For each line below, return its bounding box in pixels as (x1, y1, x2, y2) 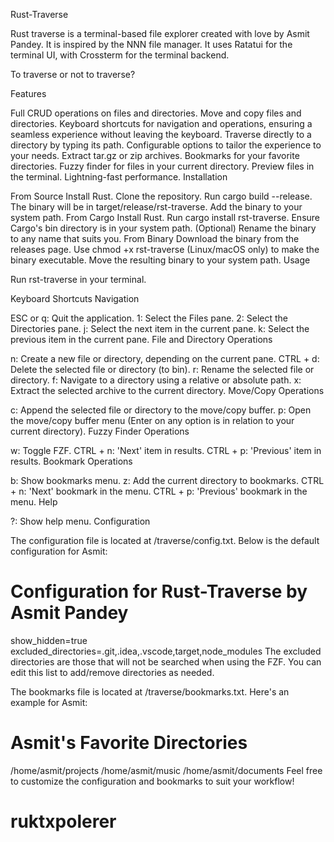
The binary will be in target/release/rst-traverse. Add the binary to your (10, 201, 303, 213)
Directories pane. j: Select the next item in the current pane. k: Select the (10, 323, 310, 334)
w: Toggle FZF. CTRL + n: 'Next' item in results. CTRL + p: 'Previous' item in (10, 445, 322, 456)
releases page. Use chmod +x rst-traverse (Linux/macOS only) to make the (10, 244, 320, 255)
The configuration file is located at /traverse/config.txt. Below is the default (10, 535, 320, 546)
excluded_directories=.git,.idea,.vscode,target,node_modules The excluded (10, 645, 322, 657)
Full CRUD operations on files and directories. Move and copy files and (10, 107, 302, 119)
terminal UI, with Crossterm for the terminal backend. (10, 49, 230, 61)
